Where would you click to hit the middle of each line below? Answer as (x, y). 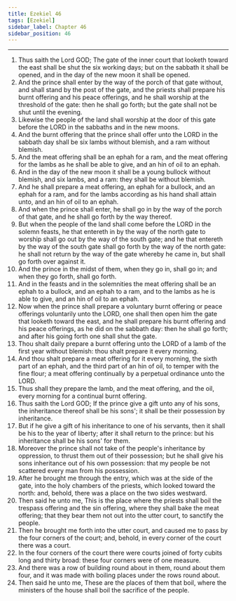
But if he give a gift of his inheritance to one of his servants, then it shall (122, 426)
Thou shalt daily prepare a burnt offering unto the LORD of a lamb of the (122, 344)
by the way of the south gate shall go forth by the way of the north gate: (122, 247)
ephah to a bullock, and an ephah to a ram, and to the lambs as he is (117, 292)
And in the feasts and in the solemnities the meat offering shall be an (117, 284)
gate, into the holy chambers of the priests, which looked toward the (117, 486)
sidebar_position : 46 (40, 33)
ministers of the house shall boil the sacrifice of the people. (104, 590)
